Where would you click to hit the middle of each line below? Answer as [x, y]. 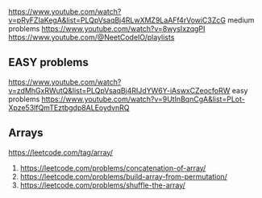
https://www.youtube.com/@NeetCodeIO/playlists [91, 37]
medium [241, 20]
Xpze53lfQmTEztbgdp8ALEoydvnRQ [69, 107]
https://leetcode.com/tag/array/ [61, 152]
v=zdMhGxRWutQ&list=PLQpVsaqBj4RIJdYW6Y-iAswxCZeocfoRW [119, 90]
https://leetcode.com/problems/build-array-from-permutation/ [124, 176]
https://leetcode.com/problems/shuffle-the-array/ [102, 185]
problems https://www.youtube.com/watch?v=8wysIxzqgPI [107, 29]
